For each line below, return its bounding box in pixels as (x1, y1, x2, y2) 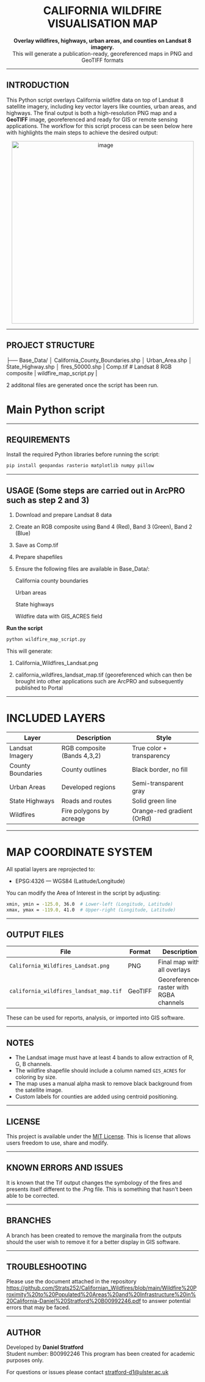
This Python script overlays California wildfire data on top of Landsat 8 (6, 96, 184, 103)
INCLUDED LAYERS (6, 712, 106, 726)
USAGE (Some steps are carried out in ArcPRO (6, 485, 185, 496)
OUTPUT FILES (6, 929, 64, 940)
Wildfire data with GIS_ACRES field (15, 613, 103, 620)
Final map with (157, 958, 200, 966)
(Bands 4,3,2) (61, 751, 102, 760)
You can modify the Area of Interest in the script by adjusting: (6, 889, 161, 896)
